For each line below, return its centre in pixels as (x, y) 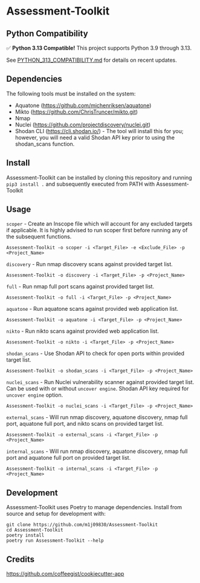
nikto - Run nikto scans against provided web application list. (82, 331)
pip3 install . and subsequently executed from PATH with (81, 184)
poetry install (25, 536)
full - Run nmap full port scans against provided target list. (80, 287)
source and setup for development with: (56, 514)
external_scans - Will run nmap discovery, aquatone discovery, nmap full (97, 417)
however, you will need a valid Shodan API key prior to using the (95, 137)
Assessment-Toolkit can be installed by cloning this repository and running (99, 177)
